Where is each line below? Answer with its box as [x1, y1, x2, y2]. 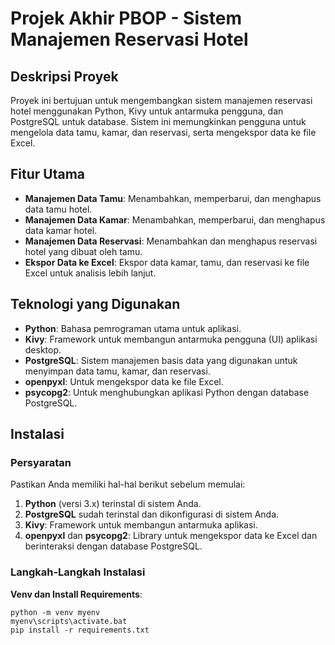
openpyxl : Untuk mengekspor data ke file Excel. [24, 375, 224, 387]
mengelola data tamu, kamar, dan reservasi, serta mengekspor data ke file [10, 127, 317, 138]
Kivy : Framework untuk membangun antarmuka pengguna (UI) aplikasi [24, 333, 318, 345]
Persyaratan [10, 455, 72, 469]
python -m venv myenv [10, 607, 101, 617]
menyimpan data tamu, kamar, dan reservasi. [24, 365, 211, 377]
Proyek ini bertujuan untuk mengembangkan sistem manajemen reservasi [10, 95, 313, 106]
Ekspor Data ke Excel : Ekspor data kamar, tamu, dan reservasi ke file [24, 256, 310, 268]
